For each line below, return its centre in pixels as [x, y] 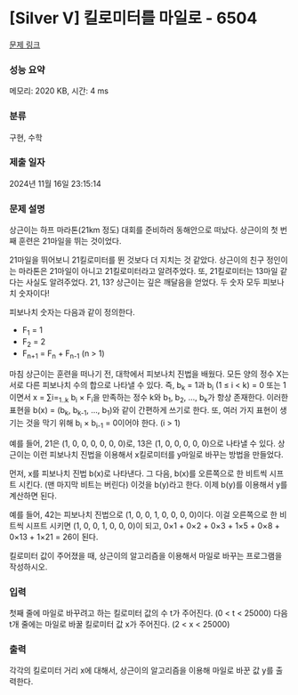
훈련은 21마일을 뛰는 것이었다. [70, 241]
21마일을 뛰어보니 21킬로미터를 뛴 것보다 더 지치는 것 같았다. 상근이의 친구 [137, 260]
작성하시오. [28, 567]
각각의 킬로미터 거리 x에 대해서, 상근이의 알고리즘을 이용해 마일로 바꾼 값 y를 [141, 671]
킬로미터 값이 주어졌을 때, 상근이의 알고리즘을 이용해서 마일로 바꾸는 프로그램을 [146, 555]
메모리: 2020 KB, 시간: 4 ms [59, 91]
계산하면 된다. [33, 496]
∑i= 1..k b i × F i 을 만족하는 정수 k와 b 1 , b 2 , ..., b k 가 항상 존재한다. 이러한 [168, 399]
